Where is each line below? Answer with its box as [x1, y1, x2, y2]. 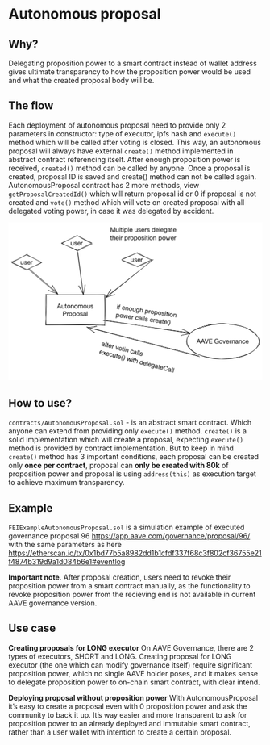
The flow [8, 98, 54, 113]
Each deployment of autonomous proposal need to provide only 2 [8, 120, 226, 130]
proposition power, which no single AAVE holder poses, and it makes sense [8, 668, 259, 678]
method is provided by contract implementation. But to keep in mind [8, 443, 234, 453]
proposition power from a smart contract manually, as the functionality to [8, 580, 251, 590]
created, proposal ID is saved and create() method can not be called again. [8, 171, 257, 182]
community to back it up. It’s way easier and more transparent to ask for [8, 709, 247, 719]
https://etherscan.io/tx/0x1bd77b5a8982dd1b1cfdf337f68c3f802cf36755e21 [8, 548, 262, 558]
